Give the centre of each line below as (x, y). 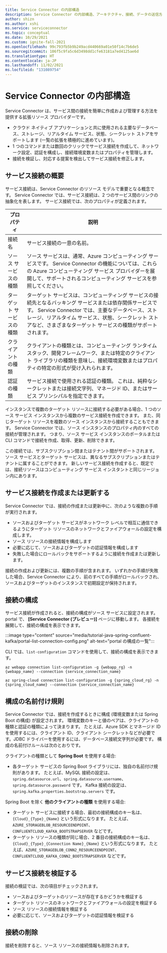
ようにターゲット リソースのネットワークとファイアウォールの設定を (87, 529)
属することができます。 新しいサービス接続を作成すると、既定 (86, 463)
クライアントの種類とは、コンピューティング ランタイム (92, 345)
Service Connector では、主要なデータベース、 (92, 310)
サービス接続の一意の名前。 (59, 243)
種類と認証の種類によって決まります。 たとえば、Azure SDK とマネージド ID (83, 727)
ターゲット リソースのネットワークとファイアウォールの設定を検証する (85, 903)
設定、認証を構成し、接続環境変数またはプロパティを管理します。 (88, 152)
